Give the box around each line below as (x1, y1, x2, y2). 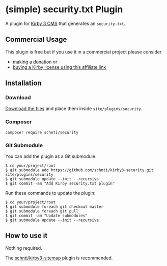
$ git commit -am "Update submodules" (5, 213, 88, 219)
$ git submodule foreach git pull (5, 209, 79, 214)
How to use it (5, 231, 48, 240)
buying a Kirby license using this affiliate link (12, 64, 106, 70)
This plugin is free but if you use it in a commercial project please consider (5, 48, 162, 55)
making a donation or (12, 59, 58, 65)
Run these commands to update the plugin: (5, 190, 96, 196)
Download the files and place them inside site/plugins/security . (5, 105, 143, 112)
